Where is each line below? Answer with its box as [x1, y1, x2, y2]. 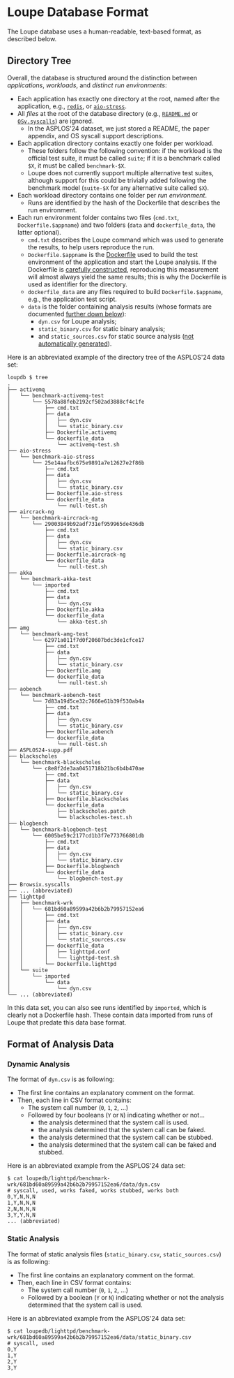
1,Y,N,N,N [7, 1199, 36, 1207]
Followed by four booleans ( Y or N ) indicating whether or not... [27, 1111, 205, 1120]
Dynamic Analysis [7, 1060, 70, 1069]
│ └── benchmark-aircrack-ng [7, 514, 98, 521]
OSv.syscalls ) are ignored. [17, 117, 94, 125]
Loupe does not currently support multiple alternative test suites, [27, 168, 214, 177]
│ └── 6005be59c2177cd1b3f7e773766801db [7, 832, 145, 839]
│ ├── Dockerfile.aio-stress [7, 490, 123, 497]
